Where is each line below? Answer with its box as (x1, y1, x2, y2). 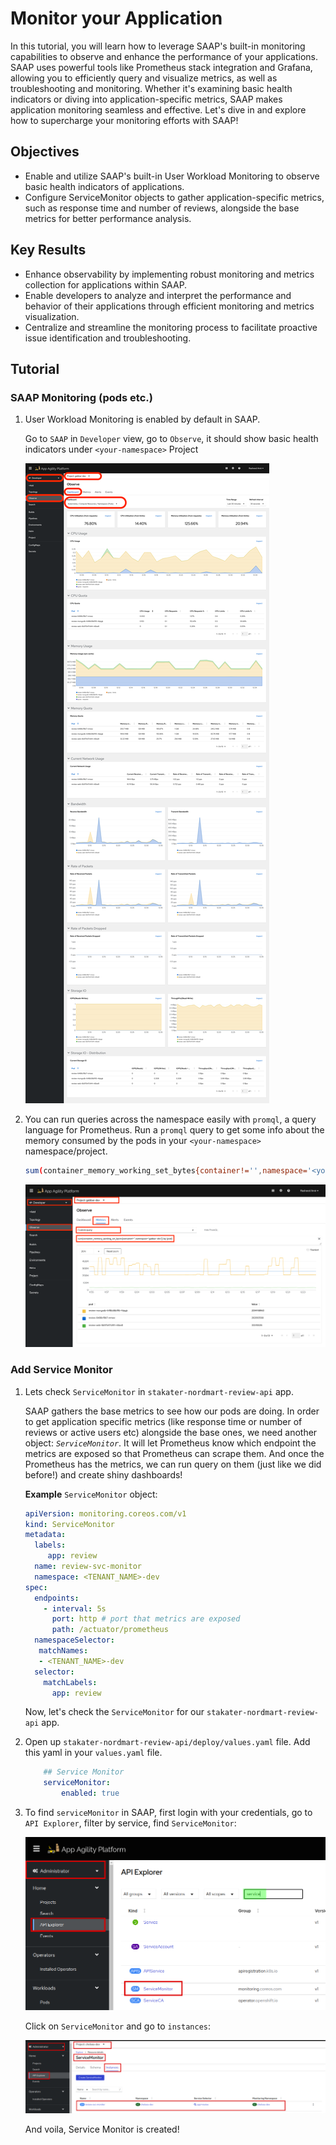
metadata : (24, 1530, 67, 1540)
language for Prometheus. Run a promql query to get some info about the (24, 1124, 325, 1136)
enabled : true (61, 1788, 120, 1799)
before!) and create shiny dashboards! (24, 1468, 183, 1481)
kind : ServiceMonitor (24, 1519, 115, 1529)
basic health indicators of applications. (24, 180, 185, 192)
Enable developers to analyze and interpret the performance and (24, 289, 292, 301)
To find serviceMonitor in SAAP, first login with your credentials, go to (24, 1807, 313, 1819)
